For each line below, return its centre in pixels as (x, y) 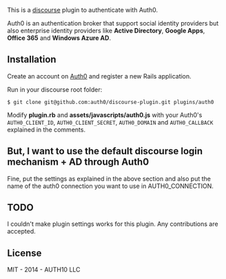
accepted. (21, 231)
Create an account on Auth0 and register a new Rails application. (99, 76)
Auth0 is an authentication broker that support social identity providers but (113, 23)
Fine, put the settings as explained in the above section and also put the (109, 178)
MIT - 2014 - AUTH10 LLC (44, 270)
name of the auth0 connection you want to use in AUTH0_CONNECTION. (110, 186)
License (24, 253)
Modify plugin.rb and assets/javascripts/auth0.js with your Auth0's (105, 115)
